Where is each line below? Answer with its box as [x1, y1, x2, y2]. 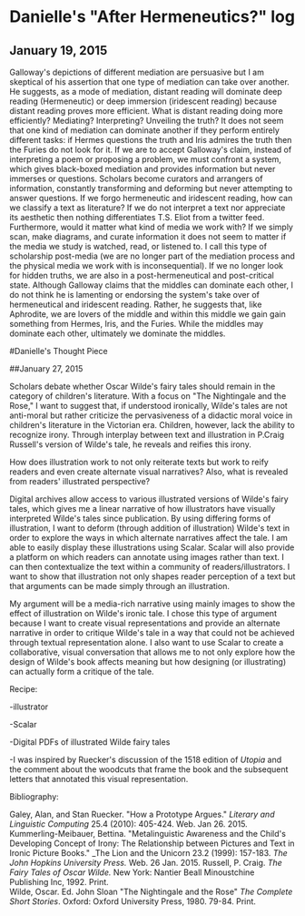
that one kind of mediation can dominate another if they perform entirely [9, 125, 280, 136]
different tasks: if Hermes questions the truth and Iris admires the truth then [9, 135, 292, 145]
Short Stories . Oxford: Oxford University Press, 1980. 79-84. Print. [9, 896, 257, 907]
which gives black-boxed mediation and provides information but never [9, 164, 276, 174]
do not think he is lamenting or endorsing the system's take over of [9, 290, 261, 300]
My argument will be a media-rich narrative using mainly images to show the [9, 598, 296, 609]
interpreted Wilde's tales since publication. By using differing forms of [9, 513, 271, 524]
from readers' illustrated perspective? [9, 476, 151, 486]
